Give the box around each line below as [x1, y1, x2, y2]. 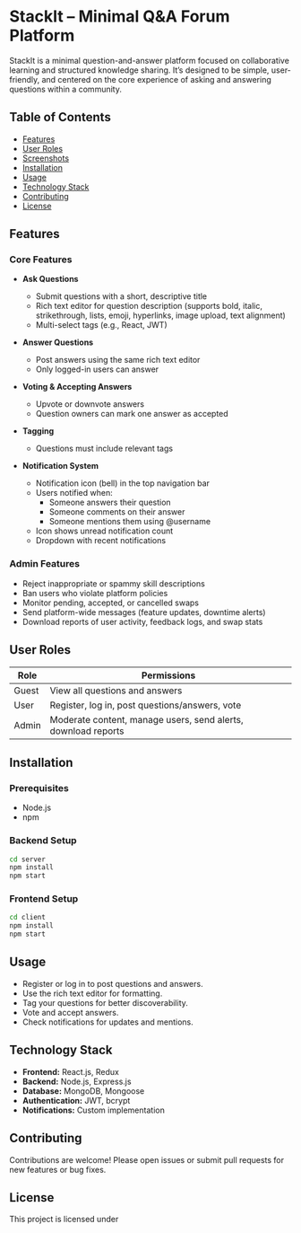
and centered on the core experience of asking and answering [41, 74, 271, 84]
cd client [9, 913, 47, 922]
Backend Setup [9, 834, 78, 847]
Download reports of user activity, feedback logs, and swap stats [21, 616, 263, 627]
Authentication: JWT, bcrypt [21, 1095, 131, 1105]
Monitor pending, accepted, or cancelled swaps [21, 597, 200, 608]
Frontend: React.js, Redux [21, 1066, 119, 1077]
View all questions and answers [49, 684, 183, 697]
